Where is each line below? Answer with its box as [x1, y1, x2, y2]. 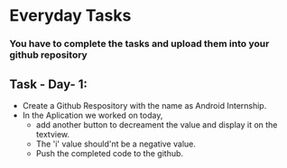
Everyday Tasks [9, 5, 132, 26]
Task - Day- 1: [9, 76, 88, 92]
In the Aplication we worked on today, [22, 110, 163, 120]
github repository [9, 49, 88, 61]
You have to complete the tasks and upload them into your [9, 38, 270, 50]
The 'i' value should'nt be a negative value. [35, 138, 196, 149]
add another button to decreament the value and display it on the [35, 119, 278, 130]
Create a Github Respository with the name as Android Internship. [22, 100, 267, 111]
